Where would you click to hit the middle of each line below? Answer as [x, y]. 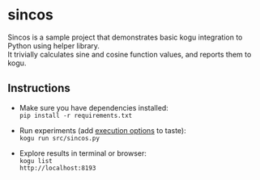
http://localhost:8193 [58, 168]
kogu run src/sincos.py [60, 138]
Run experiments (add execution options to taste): [103, 130]
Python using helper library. [54, 45]
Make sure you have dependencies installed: [94, 107]
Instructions [39, 88]
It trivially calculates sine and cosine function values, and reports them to [130, 54]
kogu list [36, 161]
